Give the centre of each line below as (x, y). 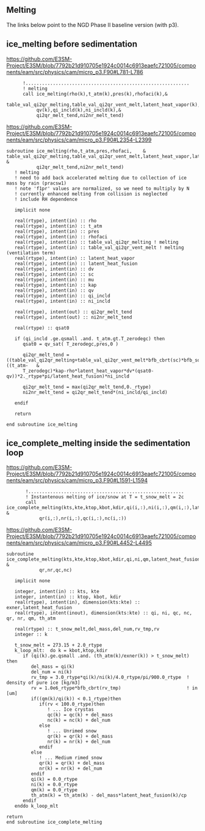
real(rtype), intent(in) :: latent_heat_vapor (75, 258)
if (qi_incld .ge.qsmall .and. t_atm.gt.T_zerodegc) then (90, 339)
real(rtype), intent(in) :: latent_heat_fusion (76, 264)
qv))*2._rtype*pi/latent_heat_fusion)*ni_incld (68, 376)
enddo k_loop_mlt (37, 806)
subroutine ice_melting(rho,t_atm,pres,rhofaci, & (76, 151)
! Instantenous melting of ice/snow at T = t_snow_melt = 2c (105, 497)
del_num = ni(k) (51, 672)
